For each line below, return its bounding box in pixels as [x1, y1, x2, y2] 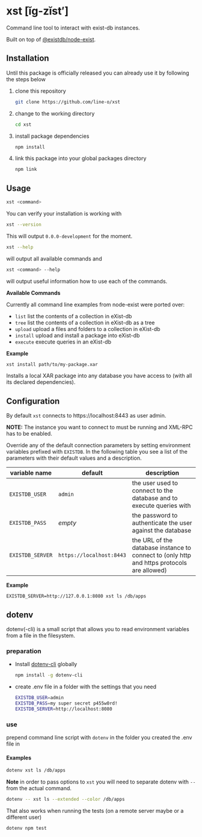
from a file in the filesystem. [6, 632, 75, 639]
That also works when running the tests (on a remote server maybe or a [6, 808, 184, 815]
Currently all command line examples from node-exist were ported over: [6, 301, 185, 308]
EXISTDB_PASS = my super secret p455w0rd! [14, 700, 118, 706]
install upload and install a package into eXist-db [14, 332, 140, 339]
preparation [6, 647, 41, 655]
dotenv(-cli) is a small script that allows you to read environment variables [6, 626, 189, 633]
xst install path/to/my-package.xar [6, 361, 98, 368]
